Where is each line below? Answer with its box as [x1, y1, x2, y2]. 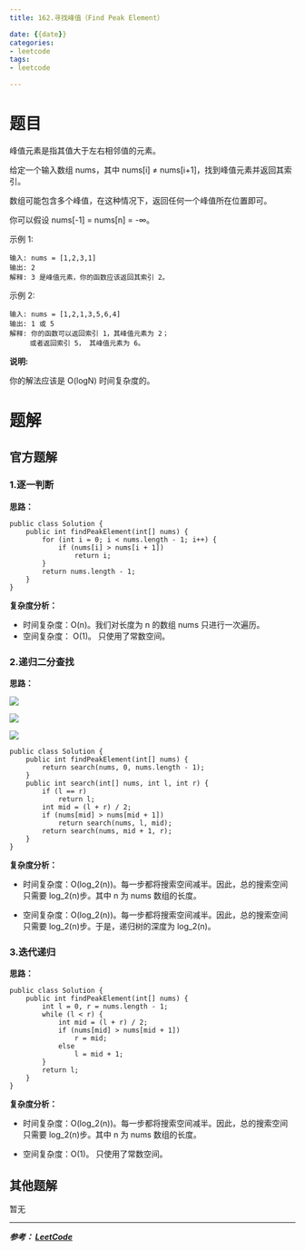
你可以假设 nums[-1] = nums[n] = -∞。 [9, 214, 154, 225]
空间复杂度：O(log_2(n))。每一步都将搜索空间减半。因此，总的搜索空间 [22, 909, 289, 920]
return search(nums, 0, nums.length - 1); [42, 763, 205, 772]
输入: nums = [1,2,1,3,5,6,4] [9, 310, 121, 319]
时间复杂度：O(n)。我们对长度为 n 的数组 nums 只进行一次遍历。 [22, 619, 265, 630]
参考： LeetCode [9, 1232, 73, 1243]
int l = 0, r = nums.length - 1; [42, 1002, 169, 1011]
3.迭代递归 [9, 946, 56, 958]
